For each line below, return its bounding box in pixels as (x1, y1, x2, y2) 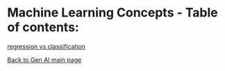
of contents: (7, 19, 80, 35)
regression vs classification (7, 42, 85, 50)
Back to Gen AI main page (7, 55, 82, 63)
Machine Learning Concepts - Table (7, 5, 219, 21)
